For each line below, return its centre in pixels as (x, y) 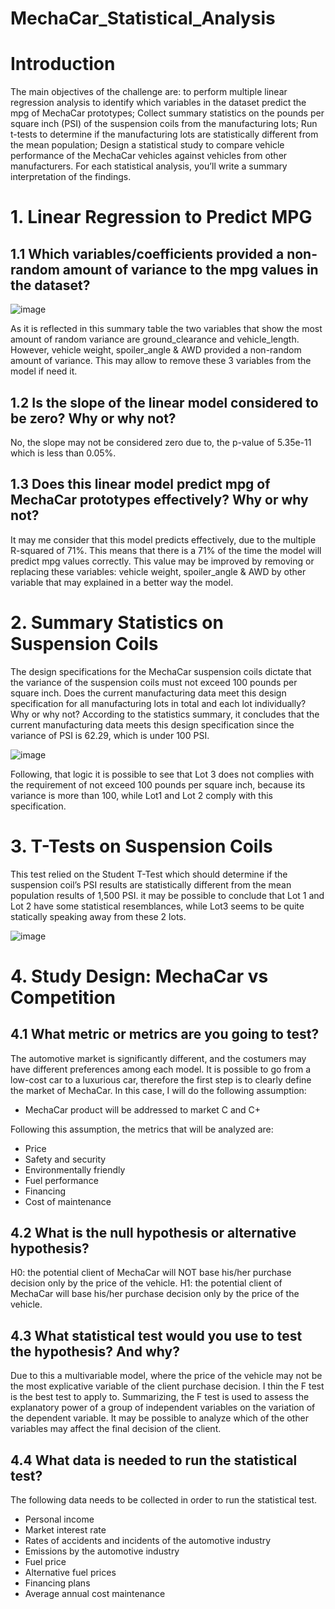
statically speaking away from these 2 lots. (98, 916)
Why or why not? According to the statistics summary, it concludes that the (165, 714)
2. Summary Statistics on (117, 622)
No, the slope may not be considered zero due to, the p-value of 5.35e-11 (161, 442)
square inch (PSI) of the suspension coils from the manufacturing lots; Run (164, 124)
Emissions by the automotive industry (102, 1551)
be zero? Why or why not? (93, 418)
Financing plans (57, 1583)
